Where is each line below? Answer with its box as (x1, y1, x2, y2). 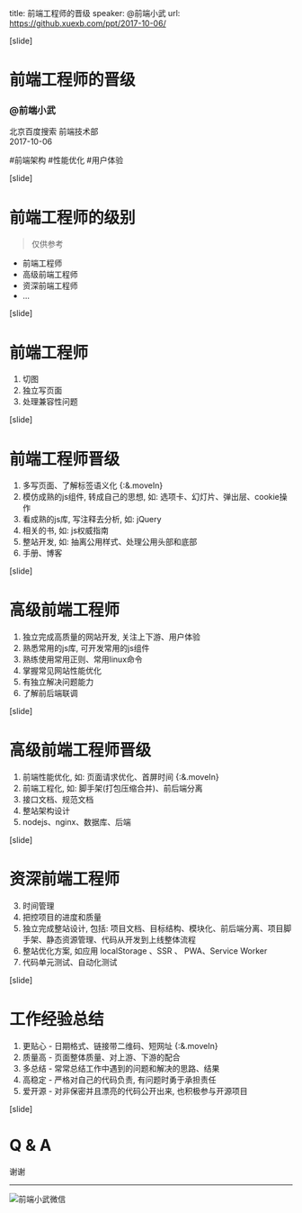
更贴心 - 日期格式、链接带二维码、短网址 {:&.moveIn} (22, 1041, 218, 1052)
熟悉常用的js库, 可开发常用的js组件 (22, 643, 150, 654)
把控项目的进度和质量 (22, 912, 102, 923)
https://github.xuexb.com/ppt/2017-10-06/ (9, 18, 166, 29)
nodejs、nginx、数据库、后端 (22, 817, 132, 828)
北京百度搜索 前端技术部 (9, 126, 99, 137)
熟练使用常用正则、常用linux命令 (22, 654, 143, 665)
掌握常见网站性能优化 (22, 665, 102, 676)
